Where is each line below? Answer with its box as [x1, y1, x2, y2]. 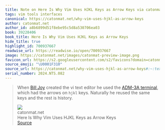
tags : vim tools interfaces [5, 12, 63, 17]
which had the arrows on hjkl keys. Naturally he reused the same [17, 89, 150, 96]
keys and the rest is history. [17, 95, 73, 101]
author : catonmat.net [5, 21, 50, 26]
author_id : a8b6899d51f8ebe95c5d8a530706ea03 [5, 26, 100, 30]
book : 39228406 [5, 30, 36, 35]
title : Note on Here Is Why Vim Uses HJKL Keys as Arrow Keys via [5, 7, 144, 12]
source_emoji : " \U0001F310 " [5, 62, 63, 67]
